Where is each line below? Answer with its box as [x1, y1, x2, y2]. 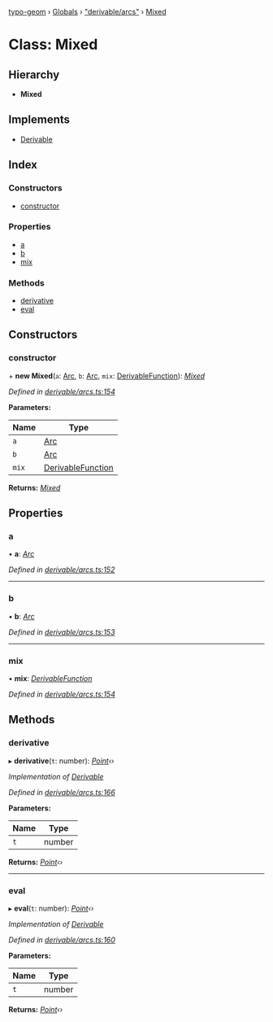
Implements [8, 113, 71, 127]
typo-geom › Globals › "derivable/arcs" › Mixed [8, 7, 167, 16]
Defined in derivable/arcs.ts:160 [8, 935, 116, 945]
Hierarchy [8, 68, 60, 81]
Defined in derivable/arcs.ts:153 [8, 627, 115, 637]
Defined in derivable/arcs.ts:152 [8, 565, 115, 574]
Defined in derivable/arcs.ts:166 [8, 787, 115, 797]
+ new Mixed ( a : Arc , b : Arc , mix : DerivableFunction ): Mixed [8, 370, 206, 381]
